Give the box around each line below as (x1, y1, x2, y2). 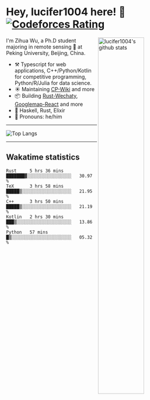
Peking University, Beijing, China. (6, 49, 86, 56)
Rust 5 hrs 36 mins (6, 168, 64, 174)
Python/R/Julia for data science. (14, 79, 92, 87)
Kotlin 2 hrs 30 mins (6, 213, 64, 220)
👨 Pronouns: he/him (14, 113, 62, 120)
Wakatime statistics (6, 152, 80, 163)
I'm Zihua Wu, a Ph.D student (6, 37, 76, 44)
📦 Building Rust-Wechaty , (14, 92, 78, 99)
